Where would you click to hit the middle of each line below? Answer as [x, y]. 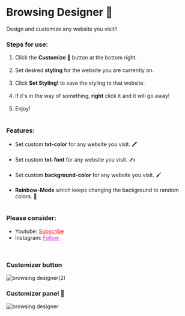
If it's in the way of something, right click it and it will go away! [92, 96]
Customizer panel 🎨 [35, 294]
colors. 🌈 [26, 196]
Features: [20, 130]
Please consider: [31, 218]
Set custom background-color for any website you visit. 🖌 [88, 175]
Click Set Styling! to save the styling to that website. [80, 83]
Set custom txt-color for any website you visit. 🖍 [76, 144]
